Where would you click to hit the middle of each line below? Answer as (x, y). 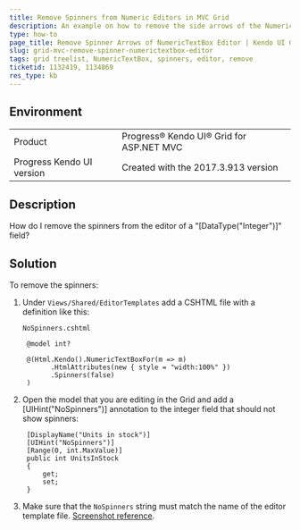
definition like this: (56, 312)
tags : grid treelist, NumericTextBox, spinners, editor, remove (131, 59)
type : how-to (33, 34)
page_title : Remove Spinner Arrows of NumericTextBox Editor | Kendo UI (147, 42)
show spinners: (50, 419)
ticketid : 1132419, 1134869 (62, 68)
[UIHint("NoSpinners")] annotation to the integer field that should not (149, 409)
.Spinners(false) (83, 375)
